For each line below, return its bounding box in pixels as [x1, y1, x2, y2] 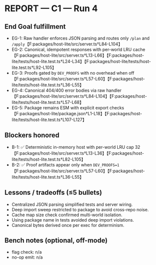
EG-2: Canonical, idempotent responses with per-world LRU [11, 47, 132, 52]
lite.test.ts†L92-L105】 [11, 64, 57, 70]
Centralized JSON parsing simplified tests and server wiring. [11, 201, 133, 207]
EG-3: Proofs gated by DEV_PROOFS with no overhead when [11, 70, 128, 76]
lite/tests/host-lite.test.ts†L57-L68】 [11, 100, 84, 105]
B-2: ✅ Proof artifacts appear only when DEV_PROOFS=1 [11, 162, 120, 167]
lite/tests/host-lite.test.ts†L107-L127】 [11, 117, 87, 122]
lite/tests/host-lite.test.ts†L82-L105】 [11, 156, 86, 162]
